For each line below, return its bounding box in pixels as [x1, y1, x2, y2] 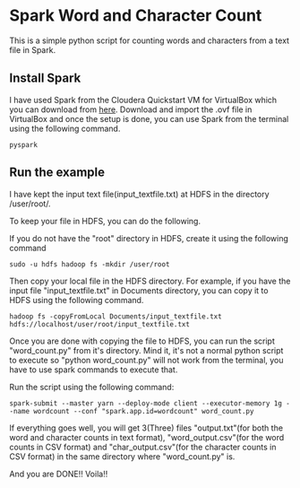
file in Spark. [9, 44, 56, 55]
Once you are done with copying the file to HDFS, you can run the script [9, 335, 275, 346]
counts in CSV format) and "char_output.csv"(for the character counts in [9, 441, 277, 452]
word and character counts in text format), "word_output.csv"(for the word [9, 431, 285, 442]
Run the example [9, 165, 106, 180]
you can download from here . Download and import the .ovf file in [9, 104, 253, 115]
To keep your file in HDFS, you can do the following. [9, 215, 201, 226]
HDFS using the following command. [9, 294, 144, 305]
